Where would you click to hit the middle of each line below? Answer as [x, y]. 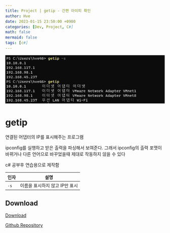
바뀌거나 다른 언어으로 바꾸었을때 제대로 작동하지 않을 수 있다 [65, 154]
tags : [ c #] [17, 43]
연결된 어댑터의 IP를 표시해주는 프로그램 [45, 137]
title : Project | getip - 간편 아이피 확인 [48, 11]
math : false [18, 32]
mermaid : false [21, 38]
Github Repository [24, 225]
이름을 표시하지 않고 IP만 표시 [49, 186]
